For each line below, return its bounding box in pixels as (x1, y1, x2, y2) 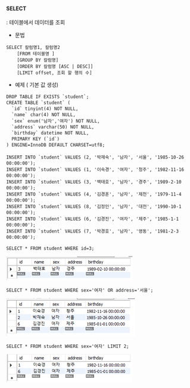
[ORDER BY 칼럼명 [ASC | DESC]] (17, 63, 94, 70)
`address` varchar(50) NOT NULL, (11, 124, 95, 130)
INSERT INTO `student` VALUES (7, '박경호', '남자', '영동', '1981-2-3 (6, 228, 179, 234)
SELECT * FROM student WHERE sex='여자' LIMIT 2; (6, 344, 129, 350)
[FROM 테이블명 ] (17, 51, 55, 57)
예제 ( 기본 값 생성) (14, 81, 58, 88)
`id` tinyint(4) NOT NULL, (11, 106, 79, 112)
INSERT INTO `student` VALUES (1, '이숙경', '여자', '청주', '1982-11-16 (6, 167, 185, 173)
